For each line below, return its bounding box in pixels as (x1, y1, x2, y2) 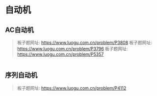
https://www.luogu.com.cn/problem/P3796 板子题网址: (17, 46, 128, 52)
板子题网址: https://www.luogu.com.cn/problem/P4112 (17, 85, 127, 91)
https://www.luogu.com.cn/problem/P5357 (17, 51, 104, 57)
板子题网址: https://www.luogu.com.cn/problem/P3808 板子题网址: (17, 40, 152, 45)
